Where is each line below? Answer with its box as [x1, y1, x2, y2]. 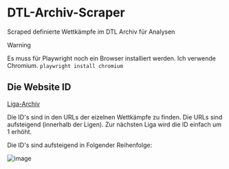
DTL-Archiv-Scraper [7, 5, 125, 21]
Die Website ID [7, 81, 72, 93]
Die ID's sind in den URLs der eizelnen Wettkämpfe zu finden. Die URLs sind [7, 113, 223, 121]
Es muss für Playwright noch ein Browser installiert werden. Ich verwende [7, 54, 217, 63]
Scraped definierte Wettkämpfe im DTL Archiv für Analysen [7, 27, 175, 36]
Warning [7, 41, 31, 49]
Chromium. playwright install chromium [7, 61, 124, 69]
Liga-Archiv [7, 100, 40, 108]
